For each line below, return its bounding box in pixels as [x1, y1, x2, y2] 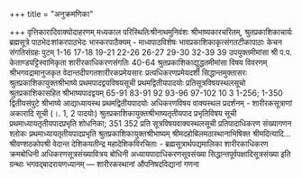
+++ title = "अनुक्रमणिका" [9, 9, 94, 19]
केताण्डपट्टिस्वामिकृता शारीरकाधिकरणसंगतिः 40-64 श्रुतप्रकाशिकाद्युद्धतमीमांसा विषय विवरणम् [9, 57, 268, 68]
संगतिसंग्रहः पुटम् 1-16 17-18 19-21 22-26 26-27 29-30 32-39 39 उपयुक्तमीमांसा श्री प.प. [9, 47, 293, 58]
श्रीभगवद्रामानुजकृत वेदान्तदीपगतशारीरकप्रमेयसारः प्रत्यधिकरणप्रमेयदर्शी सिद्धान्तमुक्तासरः [9, 68, 248, 78]
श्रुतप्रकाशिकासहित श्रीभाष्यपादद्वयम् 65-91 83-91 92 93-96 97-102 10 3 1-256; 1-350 [9, 88, 284, 98]
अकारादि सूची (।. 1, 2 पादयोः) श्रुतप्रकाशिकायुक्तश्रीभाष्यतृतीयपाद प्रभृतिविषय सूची [9, 108, 237, 118]
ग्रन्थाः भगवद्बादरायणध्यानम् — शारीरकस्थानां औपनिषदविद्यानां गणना [9, 159, 200, 169]
